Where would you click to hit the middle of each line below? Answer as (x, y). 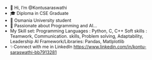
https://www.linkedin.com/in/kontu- (110, 47)
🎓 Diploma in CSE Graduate (39, 13)
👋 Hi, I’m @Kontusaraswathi (38, 8)
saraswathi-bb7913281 (33, 52)
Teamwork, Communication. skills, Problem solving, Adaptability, (76, 36)
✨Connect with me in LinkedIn (41, 47)
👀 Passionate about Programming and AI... (53, 26)
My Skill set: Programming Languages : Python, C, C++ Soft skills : (78, 31)
